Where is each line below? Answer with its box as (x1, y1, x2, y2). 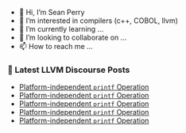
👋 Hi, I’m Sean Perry (18, 8, 85, 17)
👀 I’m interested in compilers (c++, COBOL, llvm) (18, 16, 178, 25)
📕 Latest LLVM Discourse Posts (7, 64, 130, 75)
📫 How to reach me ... (18, 42, 93, 51)
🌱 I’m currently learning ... (18, 25, 104, 33)
